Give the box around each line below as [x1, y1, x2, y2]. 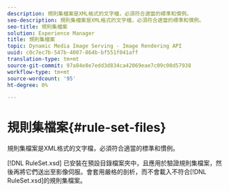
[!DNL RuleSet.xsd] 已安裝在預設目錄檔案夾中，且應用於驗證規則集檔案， [7, 159, 216, 167]
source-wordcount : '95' [7, 75, 77, 82]
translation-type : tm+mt [7, 56, 79, 63]
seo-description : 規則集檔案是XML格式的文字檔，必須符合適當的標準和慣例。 [7, 17, 205, 24]
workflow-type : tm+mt [7, 68, 70, 75]
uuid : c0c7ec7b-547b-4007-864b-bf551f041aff [7, 49, 139, 56]
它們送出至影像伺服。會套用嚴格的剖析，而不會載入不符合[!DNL [25, 168, 207, 176]
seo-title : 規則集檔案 [7, 23, 68, 30]
